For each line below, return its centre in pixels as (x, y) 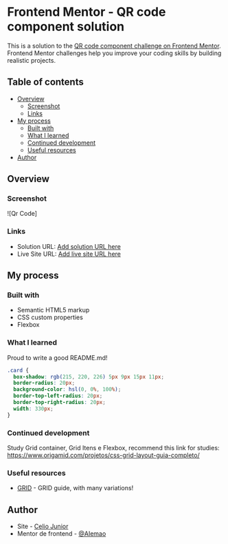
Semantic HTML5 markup (53, 310)
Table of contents (45, 82)
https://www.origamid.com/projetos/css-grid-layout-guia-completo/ (104, 455)
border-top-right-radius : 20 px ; (60, 403)
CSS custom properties (50, 317)
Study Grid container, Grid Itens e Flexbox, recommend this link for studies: (113, 448)
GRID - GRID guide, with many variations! (75, 488)
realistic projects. (32, 60)
